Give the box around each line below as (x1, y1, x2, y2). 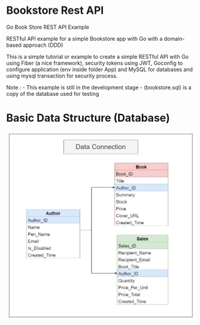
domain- (163, 35, 185, 42)
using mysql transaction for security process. (6, 72, 118, 79)
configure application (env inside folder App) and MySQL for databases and (6, 65, 193, 73)
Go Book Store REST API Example (6, 23, 90, 31)
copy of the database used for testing (6, 90, 99, 97)
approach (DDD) (23, 41, 63, 49)
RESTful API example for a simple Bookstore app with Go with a (6, 35, 163, 42)
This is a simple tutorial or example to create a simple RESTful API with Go (6, 53, 189, 60)
